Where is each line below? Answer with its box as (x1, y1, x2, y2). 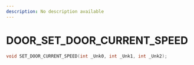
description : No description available (6, 8, 104, 15)
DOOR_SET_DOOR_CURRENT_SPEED (6, 33, 189, 47)
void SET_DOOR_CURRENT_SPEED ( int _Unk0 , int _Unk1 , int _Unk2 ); (6, 53, 167, 59)
